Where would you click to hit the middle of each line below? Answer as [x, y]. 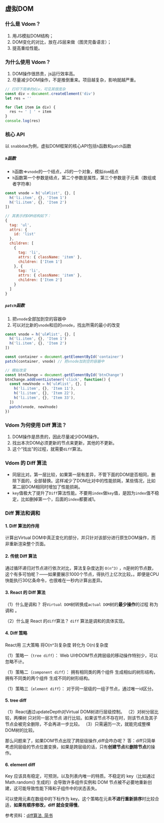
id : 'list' [25, 234]
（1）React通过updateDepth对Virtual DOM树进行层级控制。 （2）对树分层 [80, 712]
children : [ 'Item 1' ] [40, 262]
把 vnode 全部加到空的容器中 [39, 318]
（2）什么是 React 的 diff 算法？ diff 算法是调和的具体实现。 [66, 621]
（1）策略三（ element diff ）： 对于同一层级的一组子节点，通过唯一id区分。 [81, 689]
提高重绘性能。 [27, 48]
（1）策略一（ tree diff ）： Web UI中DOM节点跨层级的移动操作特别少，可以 [82, 655]
